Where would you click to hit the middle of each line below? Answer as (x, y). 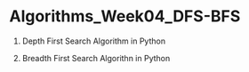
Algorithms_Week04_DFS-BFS (125, 16)
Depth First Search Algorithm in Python (94, 41)
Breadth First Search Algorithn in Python (96, 58)
